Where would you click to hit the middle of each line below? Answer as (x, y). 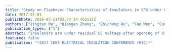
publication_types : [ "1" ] (32, 29)
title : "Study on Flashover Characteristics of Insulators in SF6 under (83, 10)
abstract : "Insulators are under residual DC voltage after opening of (82, 33)
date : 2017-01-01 (24, 15)
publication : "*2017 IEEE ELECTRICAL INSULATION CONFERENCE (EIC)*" (79, 43)
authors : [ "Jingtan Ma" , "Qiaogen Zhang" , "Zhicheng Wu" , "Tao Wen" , (80, 24)
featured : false (22, 38)
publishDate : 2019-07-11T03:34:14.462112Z (51, 19)
